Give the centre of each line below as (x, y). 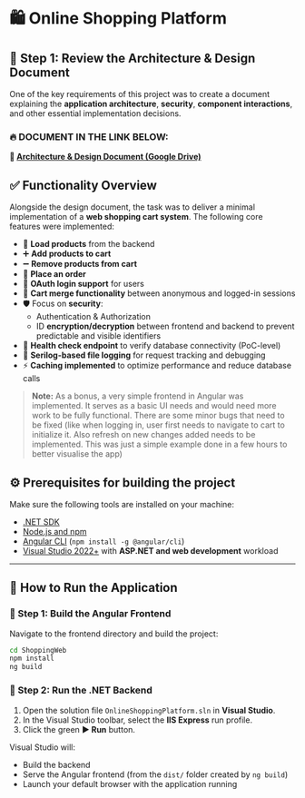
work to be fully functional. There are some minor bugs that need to (158, 416)
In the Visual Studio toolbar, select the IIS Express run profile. (137, 720)
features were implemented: (62, 227)
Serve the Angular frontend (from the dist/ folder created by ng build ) (155, 774)
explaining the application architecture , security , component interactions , (151, 103)
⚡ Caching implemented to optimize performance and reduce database (157, 366)
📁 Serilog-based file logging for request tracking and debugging (144, 355)
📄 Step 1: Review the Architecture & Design (133, 58)
